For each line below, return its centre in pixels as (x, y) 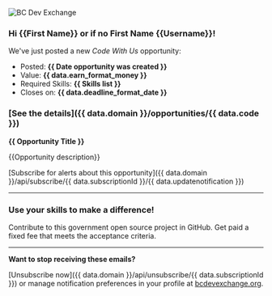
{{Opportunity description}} (54, 157)
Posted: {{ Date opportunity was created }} (93, 67)
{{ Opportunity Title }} (47, 141)
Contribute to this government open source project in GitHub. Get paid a (129, 227)
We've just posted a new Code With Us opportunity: (95, 51)
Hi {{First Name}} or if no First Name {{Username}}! (112, 33)
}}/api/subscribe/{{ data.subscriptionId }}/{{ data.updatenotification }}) (126, 181)
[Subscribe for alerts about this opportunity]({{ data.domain (108, 172)
